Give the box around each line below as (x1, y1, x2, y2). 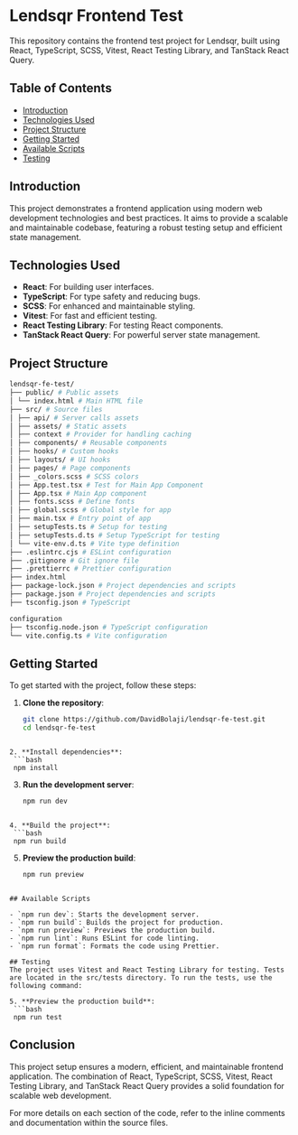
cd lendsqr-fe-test (22, 723, 97, 732)
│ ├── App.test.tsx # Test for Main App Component (9, 480, 204, 489)
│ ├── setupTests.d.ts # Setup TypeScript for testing (9, 530, 220, 540)
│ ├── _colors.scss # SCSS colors (9, 471, 140, 481)
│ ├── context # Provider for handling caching (9, 430, 192, 439)
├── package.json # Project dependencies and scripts (9, 590, 217, 599)
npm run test (13, 1012, 63, 1021)
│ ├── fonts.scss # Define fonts (9, 498, 135, 507)
